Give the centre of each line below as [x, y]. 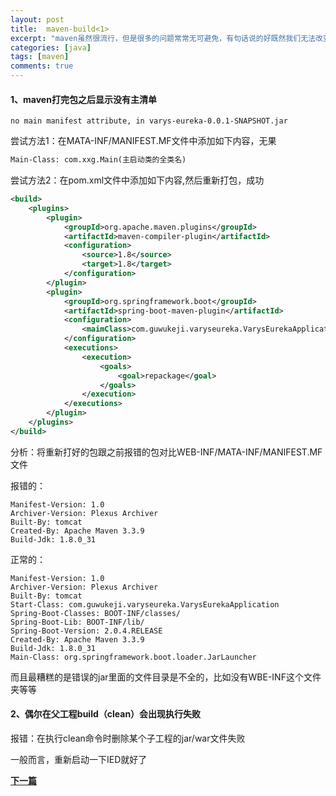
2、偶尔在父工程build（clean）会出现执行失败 [106, 714]
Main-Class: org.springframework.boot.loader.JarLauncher [133, 657]
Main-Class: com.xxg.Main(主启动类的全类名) [98, 160]
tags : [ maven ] [40, 57]
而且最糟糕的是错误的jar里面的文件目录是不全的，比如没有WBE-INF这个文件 [166, 677]
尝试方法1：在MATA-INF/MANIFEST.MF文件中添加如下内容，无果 [143, 141]
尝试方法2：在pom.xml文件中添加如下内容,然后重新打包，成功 [137, 180]
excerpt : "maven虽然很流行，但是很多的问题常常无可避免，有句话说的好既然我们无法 [163, 38]
